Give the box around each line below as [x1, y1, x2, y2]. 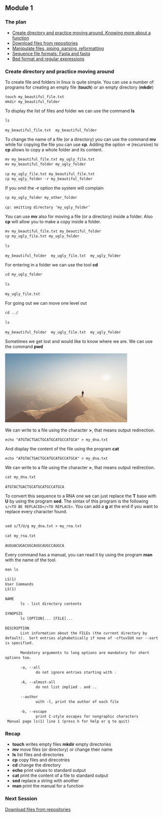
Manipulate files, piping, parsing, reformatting [12, 45, 104, 51]
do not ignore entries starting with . [36, 670, 117, 675]
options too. [5, 655, 32, 660]
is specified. [5, 640, 34, 646]
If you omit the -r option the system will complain [5, 185, 104, 191]
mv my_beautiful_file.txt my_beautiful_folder [5, 229, 102, 234]
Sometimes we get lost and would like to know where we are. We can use [5, 338, 153, 344]
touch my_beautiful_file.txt [5, 94, 64, 99]
